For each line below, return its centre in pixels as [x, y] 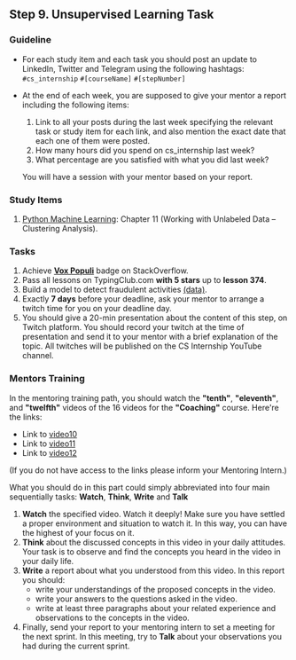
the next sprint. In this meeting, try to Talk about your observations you [152, 636]
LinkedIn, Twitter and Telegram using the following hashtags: [133, 68]
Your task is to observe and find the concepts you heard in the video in [151, 551]
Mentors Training [47, 379]
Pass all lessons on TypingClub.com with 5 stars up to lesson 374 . [144, 280]
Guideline [30, 40]
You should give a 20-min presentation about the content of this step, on [155, 318]
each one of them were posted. [93, 140]
